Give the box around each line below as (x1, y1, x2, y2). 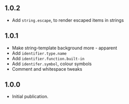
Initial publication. (11, 94, 48, 100)
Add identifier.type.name (11, 50, 67, 56)
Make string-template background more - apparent (11, 45, 117, 51)
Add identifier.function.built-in (11, 55, 84, 61)
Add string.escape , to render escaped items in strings (11, 17, 124, 23)
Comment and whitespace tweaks (11, 66, 82, 72)
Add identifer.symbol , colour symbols (11, 61, 92, 67)
